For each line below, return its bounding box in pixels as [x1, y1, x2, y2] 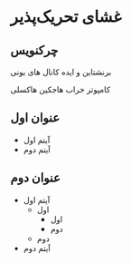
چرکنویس [10, 43, 59, 58]
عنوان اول [10, 111, 61, 126]
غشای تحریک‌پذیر [10, 6, 122, 27]
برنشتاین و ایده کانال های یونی [10, 66, 112, 77]
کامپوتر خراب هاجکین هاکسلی [10, 84, 111, 94]
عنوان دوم [10, 170, 61, 186]
